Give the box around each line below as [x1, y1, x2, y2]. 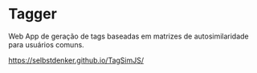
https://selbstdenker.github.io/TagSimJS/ [8, 55, 145, 65]
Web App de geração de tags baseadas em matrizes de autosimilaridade [8, 31, 249, 41]
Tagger [8, 5, 58, 23]
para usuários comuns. [8, 39, 84, 49]
